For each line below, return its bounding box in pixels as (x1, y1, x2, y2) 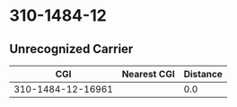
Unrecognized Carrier (9, 41, 134, 57)
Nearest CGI (121, 68, 175, 80)
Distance (183, 68, 223, 80)
